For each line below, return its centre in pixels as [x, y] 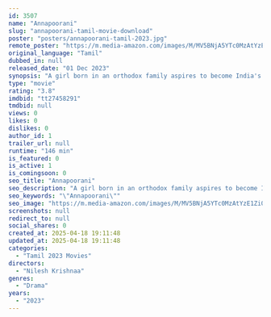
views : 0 [23, 114]
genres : [21, 278]
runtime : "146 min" [41, 151]
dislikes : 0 [28, 128]
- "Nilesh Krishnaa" [50, 271]
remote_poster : [34, 46]
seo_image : [27, 203]
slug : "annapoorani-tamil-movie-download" [81, 31]
